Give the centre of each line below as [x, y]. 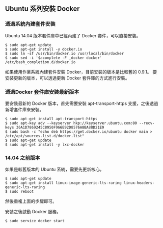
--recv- [147, 123]
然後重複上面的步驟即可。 [31, 201]
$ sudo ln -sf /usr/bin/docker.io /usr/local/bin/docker [65, 53]
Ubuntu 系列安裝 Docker [42, 9]
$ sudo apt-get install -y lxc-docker [45, 144]
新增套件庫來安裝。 [25, 109]
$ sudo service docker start [35, 221]
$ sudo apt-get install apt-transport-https [51, 119]
